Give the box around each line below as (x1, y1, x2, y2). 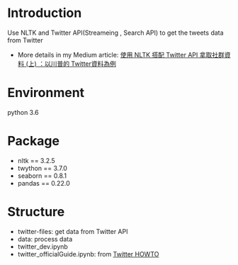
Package (7, 133, 60, 150)
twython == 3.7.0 (17, 164, 67, 172)
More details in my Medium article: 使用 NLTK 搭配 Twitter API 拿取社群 (17, 50, 225, 59)
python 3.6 (7, 108, 39, 116)
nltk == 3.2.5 (17, 156, 55, 164)
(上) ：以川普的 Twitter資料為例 (25, 59, 117, 68)
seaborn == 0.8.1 (17, 171, 67, 180)
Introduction (7, 5, 82, 21)
